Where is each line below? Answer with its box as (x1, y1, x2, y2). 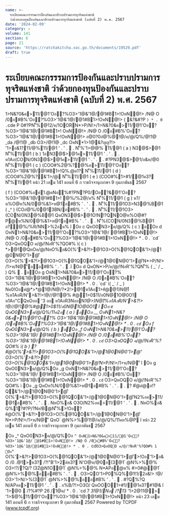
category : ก (5, 26, 30, 31)
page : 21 (5, 41, 24, 46)
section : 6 (5, 36, 28, 41)
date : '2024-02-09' (5, 21, 47, 27)
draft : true (5, 50, 30, 55)
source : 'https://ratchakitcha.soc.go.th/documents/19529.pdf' (5, 45, 142, 50)
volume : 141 (5, 31, 30, 36)
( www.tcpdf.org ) (5, 505, 39, 511)
